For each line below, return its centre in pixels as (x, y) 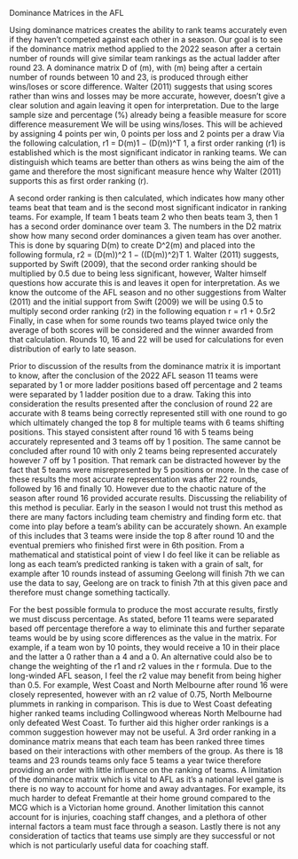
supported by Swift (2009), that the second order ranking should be (133, 264)
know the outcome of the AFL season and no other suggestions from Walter (148, 292)
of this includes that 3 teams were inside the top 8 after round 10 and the (142, 536)
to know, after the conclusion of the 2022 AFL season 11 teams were (134, 375)
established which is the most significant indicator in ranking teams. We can (148, 153)
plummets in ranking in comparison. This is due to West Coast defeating (141, 704)
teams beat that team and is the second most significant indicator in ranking (148, 207)
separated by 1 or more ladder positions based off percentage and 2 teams (146, 385)
